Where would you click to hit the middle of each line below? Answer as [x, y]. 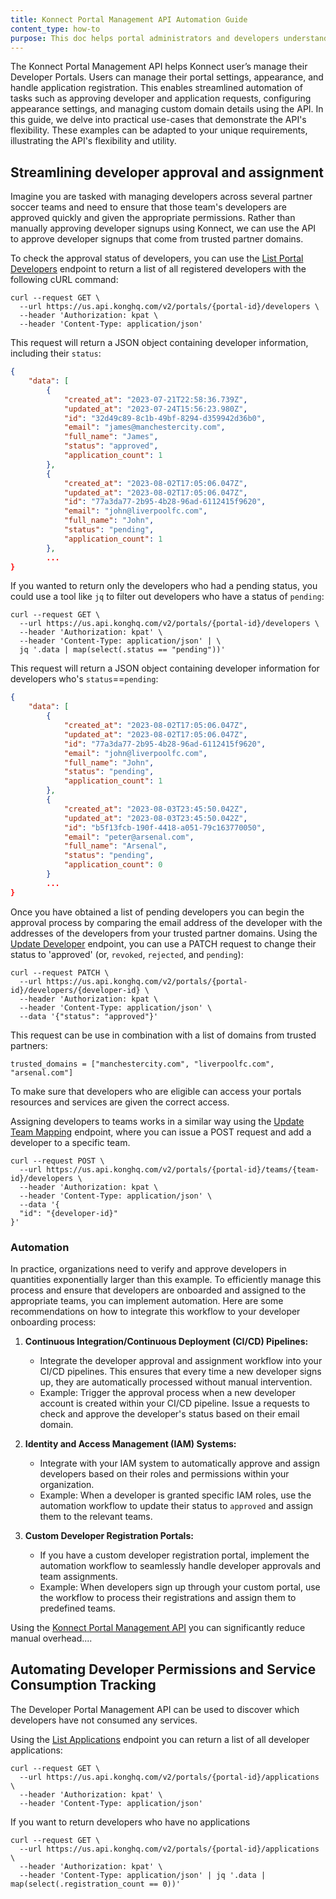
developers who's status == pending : [84, 679]
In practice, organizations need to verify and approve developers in [148, 1268]
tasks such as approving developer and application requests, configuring [161, 98]
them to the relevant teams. [96, 1516]
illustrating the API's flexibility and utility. [93, 141]
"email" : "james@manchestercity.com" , [144, 427]
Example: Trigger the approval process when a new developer [167, 1392]
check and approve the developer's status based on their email [169, 1413]
